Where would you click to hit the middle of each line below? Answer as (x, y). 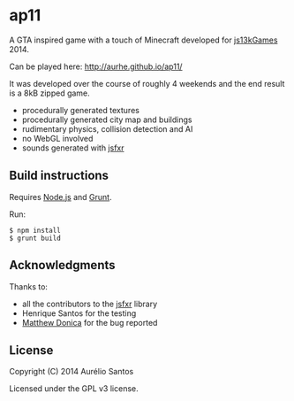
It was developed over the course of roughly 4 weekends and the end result (147, 83)
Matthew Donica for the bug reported (90, 322)
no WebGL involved (57, 138)
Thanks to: (29, 286)
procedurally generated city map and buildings (107, 120)
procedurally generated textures (80, 110)
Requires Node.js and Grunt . (60, 197)
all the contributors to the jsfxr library (90, 304)
